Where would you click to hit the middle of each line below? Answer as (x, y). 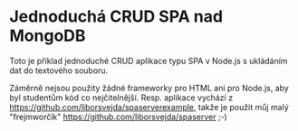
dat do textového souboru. (59, 70)
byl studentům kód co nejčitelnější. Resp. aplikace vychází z (121, 98)
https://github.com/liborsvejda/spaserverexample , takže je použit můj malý (149, 107)
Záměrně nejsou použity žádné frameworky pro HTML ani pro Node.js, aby (149, 88)
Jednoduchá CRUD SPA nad (116, 17)
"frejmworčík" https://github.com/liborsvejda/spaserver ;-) (119, 117)
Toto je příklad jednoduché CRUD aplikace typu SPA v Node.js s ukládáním (149, 61)
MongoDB (48, 36)
